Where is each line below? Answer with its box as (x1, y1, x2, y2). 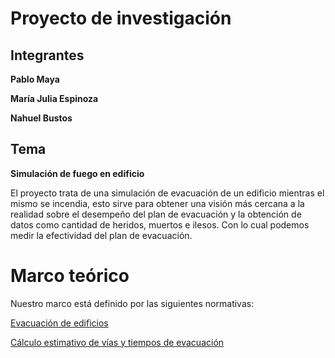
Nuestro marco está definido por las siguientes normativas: (10, 297, 255, 309)
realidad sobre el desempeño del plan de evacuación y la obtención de (10, 208, 302, 220)
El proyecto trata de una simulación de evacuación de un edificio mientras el (10, 187, 325, 199)
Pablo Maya (10, 73, 60, 85)
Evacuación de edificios (10, 317, 109, 329)
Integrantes (10, 47, 85, 64)
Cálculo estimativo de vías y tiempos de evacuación (10, 336, 225, 348)
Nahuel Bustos (10, 112, 73, 124)
